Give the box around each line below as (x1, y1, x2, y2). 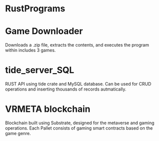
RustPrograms (5, 3, 66, 14)
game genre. (5, 131, 31, 136)
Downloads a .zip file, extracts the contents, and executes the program (5, 42, 149, 48)
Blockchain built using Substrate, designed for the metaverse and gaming (5, 120, 155, 126)
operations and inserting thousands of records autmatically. (5, 86, 127, 92)
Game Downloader (5, 26, 83, 37)
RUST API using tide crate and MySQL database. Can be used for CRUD (5, 81, 152, 87)
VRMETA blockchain (5, 103, 90, 115)
